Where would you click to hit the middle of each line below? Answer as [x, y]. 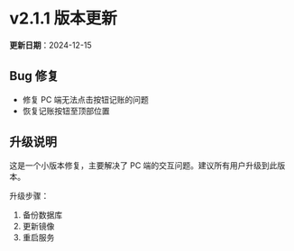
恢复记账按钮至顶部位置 [66, 111]
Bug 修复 [34, 76]
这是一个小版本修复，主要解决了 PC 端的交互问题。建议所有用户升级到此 [143, 165]
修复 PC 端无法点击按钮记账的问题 [85, 99]
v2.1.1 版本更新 [63, 18]
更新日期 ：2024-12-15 [51, 45]
